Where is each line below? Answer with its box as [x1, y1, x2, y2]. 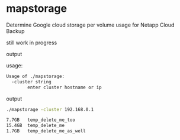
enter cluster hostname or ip [27, 84, 102, 90]
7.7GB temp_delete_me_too [6, 117, 76, 123]
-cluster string [11, 79, 52, 84]
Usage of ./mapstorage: [6, 73, 65, 79]
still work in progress [6, 39, 57, 46]
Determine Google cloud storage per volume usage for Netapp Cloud [6, 21, 175, 28]
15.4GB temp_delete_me [6, 123, 65, 129]
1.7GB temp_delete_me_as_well [6, 128, 86, 134]
